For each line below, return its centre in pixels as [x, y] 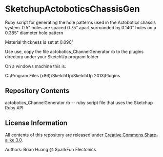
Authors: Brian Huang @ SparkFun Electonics [51, 149]
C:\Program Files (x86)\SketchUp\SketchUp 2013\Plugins [63, 75]
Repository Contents [37, 91]
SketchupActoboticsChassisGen [72, 9]
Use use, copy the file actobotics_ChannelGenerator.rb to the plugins [74, 52]
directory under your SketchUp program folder [52, 56]
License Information [36, 123]
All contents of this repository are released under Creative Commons [74, 135]
